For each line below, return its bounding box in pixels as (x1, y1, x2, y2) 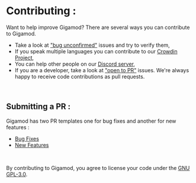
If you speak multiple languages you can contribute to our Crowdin (14, 47, 178, 54)
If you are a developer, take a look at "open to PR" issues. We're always (14, 66, 189, 73)
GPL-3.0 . (6, 171, 28, 178)
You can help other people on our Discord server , (14, 60, 135, 68)
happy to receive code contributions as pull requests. (14, 73, 145, 80)
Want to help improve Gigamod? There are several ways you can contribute (6, 24, 190, 31)
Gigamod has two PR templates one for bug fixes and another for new (6, 117, 176, 124)
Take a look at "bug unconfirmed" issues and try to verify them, (14, 41, 170, 49)
